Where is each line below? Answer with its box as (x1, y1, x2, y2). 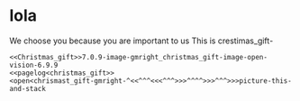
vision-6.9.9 (9, 60, 59, 69)
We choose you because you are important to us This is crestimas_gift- (9, 35, 274, 46)
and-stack (9, 84, 47, 93)
